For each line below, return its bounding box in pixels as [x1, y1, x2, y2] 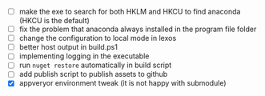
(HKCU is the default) [18, 16, 90, 26]
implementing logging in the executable [18, 51, 150, 61]
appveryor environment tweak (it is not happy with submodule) [18, 78, 227, 88]
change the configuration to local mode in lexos [18, 34, 177, 43]
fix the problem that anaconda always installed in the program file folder [18, 24, 257, 34]
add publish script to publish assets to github [18, 70, 168, 79]
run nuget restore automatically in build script [18, 60, 172, 70]
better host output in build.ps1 [18, 42, 118, 52]
